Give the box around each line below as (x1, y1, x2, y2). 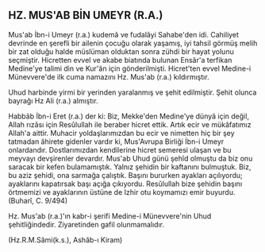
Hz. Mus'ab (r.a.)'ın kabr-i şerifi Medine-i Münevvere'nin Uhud (8, 211, 212, 220)
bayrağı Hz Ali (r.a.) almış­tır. (8, 95, 98, 105)
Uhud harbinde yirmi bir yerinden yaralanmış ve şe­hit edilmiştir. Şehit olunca (8, 87, 257, 97)
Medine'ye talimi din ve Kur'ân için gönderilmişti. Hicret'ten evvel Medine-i (8, 64, 252, 73)
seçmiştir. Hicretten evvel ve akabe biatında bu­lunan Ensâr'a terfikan (8, 55, 232, 64)
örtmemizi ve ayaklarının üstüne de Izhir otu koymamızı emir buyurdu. (8, 187, 236, 196)
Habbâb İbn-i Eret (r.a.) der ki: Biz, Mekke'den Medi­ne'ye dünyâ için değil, (8, 111, 250, 121)
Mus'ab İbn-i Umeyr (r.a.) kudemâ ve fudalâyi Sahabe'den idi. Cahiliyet (8, 29, 240, 39)
